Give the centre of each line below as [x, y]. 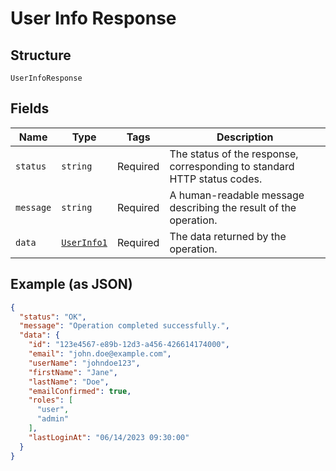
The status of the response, [234, 154]
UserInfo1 [84, 242]
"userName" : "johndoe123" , [84, 363]
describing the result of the [233, 207]
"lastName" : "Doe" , [69, 382]
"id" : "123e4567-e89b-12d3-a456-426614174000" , [129, 345]
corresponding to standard [232, 166]
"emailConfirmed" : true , [80, 391]
